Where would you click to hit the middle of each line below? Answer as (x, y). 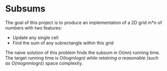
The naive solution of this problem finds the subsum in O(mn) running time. (83, 52)
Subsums (25, 9)
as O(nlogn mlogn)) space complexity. (44, 63)
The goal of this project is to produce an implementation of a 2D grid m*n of (83, 22)
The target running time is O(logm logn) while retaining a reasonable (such (82, 57)
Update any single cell (35, 37)
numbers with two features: (34, 27)
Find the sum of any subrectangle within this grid (63, 42)
